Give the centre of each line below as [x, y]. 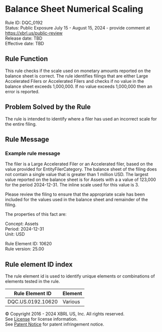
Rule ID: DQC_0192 [24, 23]
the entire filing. [21, 124]
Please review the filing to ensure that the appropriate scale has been [75, 194]
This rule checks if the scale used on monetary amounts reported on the [78, 71]
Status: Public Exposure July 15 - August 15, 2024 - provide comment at [78, 27]
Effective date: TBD [24, 43]
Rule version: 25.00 [25, 249]
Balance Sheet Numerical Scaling [74, 9]
